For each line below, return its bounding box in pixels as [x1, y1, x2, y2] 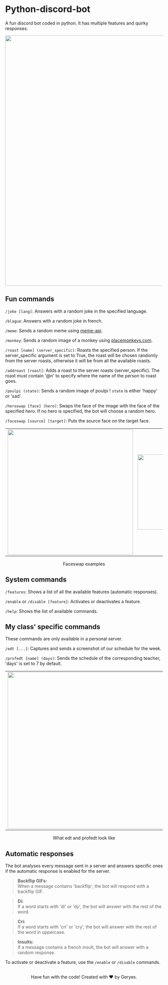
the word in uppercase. [17, 929, 65, 935]
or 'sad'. [5, 393, 22, 399]
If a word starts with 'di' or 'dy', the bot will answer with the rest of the [17, 903, 161, 910]
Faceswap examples [62, 561, 105, 567]
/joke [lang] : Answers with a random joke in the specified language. [5, 308, 147, 314]
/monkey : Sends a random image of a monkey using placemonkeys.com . [5, 337, 153, 343]
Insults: [17, 939, 34, 945]
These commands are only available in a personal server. [5, 636, 122, 642]
